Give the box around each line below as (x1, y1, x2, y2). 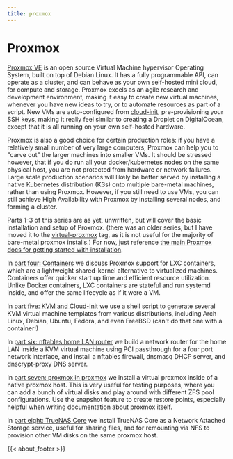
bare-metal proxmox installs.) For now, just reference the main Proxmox (7, 238, 212, 246)
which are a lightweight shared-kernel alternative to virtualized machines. (7, 266, 218, 275)
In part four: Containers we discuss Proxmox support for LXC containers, (7, 259, 216, 267)
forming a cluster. (7, 202, 58, 211)
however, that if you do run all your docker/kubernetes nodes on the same (7, 158, 220, 166)
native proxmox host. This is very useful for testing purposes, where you (7, 380, 215, 389)
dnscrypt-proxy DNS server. (7, 360, 88, 368)
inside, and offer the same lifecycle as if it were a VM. (7, 288, 161, 296)
